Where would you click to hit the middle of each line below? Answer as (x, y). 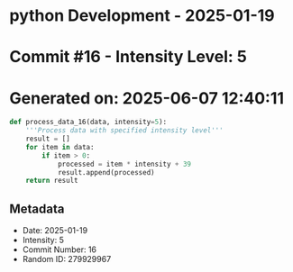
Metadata (37, 209)
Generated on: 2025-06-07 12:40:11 (147, 98)
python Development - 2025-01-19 (142, 16)
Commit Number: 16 (60, 249)
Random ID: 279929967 (67, 259)
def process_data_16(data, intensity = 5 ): (88, 122)
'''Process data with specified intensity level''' (124, 131)
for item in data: (60, 147)
